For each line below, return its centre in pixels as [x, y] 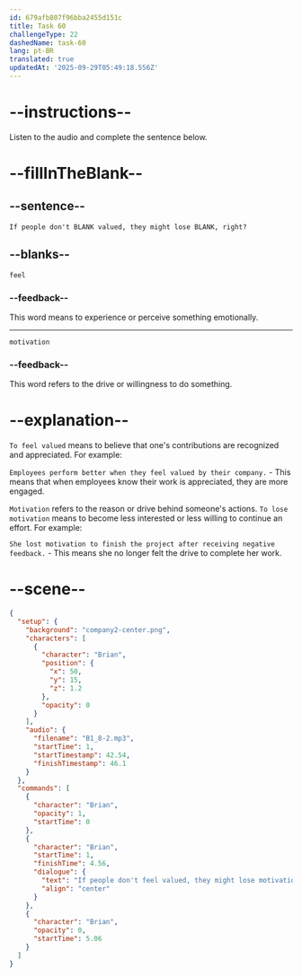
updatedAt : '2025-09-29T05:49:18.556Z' [84, 68]
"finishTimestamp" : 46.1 [80, 763]
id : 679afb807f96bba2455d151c [66, 18]
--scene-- [48, 590]
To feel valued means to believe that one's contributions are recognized [144, 445]
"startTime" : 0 [62, 822]
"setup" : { [38, 621]
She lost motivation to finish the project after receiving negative [142, 544]
